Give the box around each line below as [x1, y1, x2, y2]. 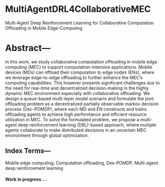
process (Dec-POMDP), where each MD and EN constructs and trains [5, 106, 147, 112]
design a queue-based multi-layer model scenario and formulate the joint [5, 95, 154, 101]
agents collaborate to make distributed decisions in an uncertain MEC [5, 127, 147, 133]
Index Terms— [5, 147, 51, 155]
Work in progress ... [5, 177, 47, 183]
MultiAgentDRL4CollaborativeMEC [5, 3, 151, 15]
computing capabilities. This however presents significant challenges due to [5, 80, 160, 86]
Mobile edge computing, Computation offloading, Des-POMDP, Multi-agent [5, 160, 159, 166]
